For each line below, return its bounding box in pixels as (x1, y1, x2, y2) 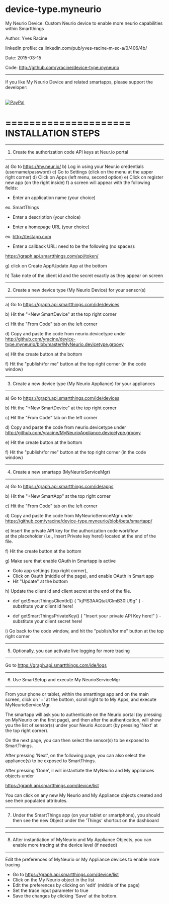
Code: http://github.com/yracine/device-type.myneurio (5, 64, 120, 70)
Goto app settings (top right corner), (12, 567, 88, 574)
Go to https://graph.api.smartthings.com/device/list (12, 871, 119, 877)
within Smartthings (5, 25, 44, 31)
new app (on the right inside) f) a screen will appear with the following (5, 179, 150, 186)
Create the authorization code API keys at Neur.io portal (12, 149, 128, 155)
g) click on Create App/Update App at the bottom (5, 262, 107, 268)
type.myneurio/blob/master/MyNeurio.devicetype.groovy (5, 341, 124, 347)
